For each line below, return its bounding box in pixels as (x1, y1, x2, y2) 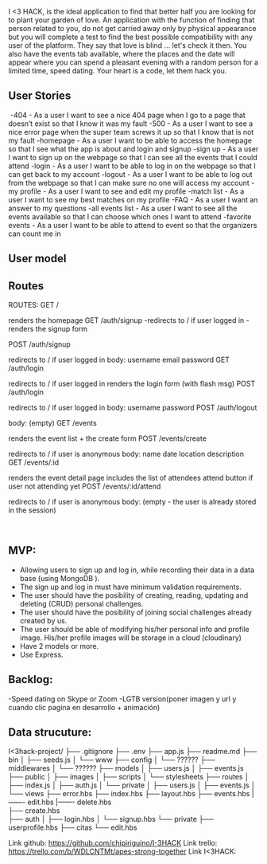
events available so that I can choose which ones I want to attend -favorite (8, 211, 252, 222)
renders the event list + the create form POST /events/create (8, 434, 207, 443)
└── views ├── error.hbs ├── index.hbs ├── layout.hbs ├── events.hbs (8, 789, 250, 799)
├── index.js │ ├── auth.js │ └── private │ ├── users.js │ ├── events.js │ (8, 780, 256, 790)
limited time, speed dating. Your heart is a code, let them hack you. (8, 66, 227, 75)
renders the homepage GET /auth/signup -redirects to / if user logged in (8, 316, 245, 325)
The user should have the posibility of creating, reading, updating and (19, 590, 249, 600)
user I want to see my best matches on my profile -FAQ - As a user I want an (8, 194, 258, 204)
